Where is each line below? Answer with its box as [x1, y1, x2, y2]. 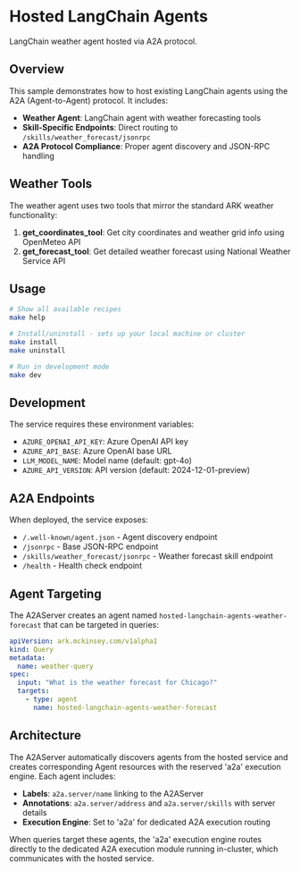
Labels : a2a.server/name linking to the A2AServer [21, 788, 204, 799]
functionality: [9, 209, 58, 220]
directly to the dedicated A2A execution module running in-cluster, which [9, 843, 279, 854]
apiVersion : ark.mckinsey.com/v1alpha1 [9, 637, 158, 646]
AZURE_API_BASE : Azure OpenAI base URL [21, 445, 172, 457]
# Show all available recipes [9, 305, 122, 314]
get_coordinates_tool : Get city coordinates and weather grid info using [21, 226, 285, 238]
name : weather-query [17, 662, 94, 671]
